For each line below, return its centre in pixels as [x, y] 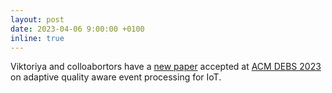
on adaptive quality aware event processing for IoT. [116, 77]
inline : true [37, 38]
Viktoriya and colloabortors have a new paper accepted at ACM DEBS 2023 [166, 67]
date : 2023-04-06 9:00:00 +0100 [77, 29]
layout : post [37, 19]
